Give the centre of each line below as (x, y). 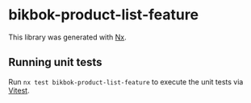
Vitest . (19, 90)
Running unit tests (55, 62)
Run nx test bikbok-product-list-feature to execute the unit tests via (126, 81)
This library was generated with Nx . (67, 37)
